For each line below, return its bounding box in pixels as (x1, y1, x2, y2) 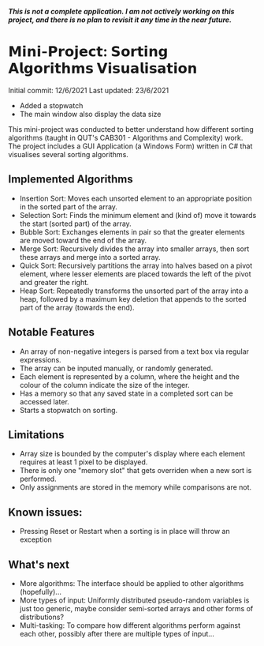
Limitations (8, 428, 65, 441)
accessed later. (19, 396, 69, 406)
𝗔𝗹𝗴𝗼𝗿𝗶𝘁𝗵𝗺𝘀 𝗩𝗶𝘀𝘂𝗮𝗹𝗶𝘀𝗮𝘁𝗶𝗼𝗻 (8, 59, 198, 77)
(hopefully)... (19, 588, 61, 596)
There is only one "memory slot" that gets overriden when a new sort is (19, 466, 252, 475)
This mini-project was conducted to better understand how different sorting (8, 124, 254, 133)
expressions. (19, 355, 61, 364)
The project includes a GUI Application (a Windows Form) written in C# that (8, 141, 253, 151)
